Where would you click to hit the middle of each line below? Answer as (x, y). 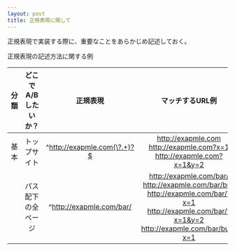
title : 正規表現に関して (39, 20)
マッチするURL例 (189, 100)
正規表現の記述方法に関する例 (50, 56)
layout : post (26, 14)
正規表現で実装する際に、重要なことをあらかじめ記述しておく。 (99, 41)
